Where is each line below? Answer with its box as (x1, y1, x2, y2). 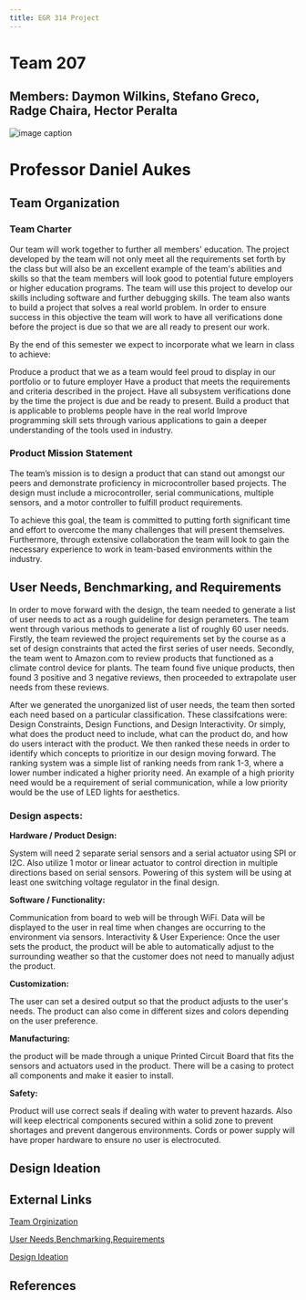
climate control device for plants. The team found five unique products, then (9, 662, 296, 673)
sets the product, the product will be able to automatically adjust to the (9, 941, 275, 952)
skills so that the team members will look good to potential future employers (9, 273, 294, 284)
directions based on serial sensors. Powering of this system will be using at (9, 867, 292, 878)
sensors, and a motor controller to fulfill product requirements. (9, 496, 243, 507)
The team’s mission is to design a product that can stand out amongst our (9, 467, 285, 479)
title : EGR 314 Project (9, 13, 100, 23)
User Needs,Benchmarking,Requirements (9, 1233, 166, 1245)
